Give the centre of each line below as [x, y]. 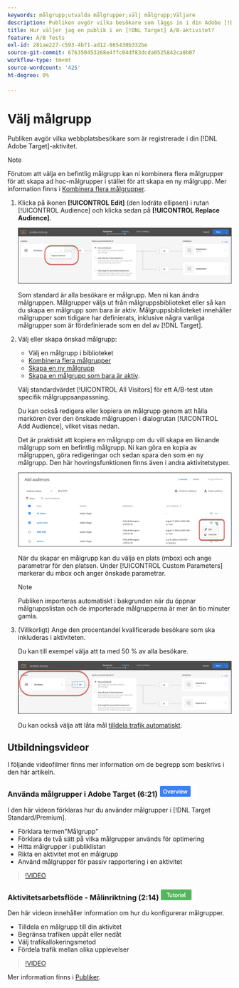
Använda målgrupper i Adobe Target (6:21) [83, 794]
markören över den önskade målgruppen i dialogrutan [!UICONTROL [118, 419]
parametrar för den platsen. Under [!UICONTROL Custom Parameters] [120, 566]
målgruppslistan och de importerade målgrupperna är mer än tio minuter [124, 608]
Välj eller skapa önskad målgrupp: [67, 340]
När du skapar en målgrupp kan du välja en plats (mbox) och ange [115, 558]
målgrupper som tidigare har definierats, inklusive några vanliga [111, 318]
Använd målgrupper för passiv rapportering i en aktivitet [100, 861]
